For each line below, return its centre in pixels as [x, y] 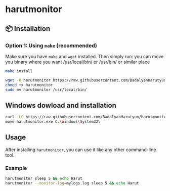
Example [16, 168]
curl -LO [14, 117]
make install [19, 71]
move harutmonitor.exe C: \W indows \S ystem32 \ [53, 122]
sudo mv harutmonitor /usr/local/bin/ [46, 89]
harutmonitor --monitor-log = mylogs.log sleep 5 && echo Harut [72, 183]
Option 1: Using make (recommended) [51, 45]
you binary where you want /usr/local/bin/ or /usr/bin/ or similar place [78, 62]
